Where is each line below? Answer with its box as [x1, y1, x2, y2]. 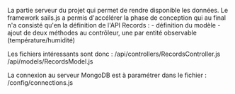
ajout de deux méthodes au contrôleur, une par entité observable [7, 28, 197, 37]
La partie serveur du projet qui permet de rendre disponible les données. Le [7, 6, 229, 14]
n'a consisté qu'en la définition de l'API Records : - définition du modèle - [7, 21, 221, 29]
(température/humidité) [7, 36, 76, 45]
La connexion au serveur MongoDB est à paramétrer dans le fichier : [7, 71, 207, 79]
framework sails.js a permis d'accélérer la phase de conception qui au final [7, 13, 227, 22]
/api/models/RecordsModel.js [7, 57, 93, 66]
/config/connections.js [7, 78, 73, 87]
